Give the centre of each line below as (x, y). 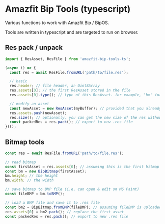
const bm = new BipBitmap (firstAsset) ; (46, 171)
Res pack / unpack (34, 48)
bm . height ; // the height (31, 176)
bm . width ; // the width (29, 180)
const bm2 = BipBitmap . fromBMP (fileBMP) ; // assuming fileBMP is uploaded (83, 207)
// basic (18, 81)
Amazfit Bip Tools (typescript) (68, 9)
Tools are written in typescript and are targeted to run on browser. (72, 32)
